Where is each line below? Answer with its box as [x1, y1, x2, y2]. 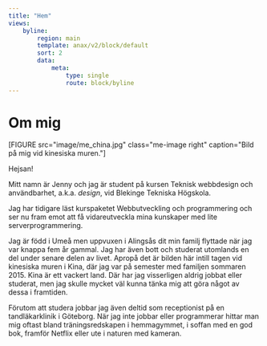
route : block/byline [65, 79, 135, 87]
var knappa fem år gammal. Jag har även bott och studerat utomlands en [8, 245, 250, 254]
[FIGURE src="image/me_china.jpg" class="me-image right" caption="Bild [8, 140, 254, 149]
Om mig [8, 113, 62, 132]
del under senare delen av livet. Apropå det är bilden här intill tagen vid [8, 254, 243, 263]
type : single [65, 71, 110, 79]
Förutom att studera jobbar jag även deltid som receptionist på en [8, 303, 225, 313]
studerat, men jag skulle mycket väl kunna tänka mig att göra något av [8, 279, 240, 289]
